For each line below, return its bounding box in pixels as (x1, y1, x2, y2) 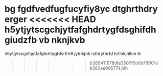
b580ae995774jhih (90, 65, 128, 71)
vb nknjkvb (38, 35, 85, 46)
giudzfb (4, 35, 37, 46)
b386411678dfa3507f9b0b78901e (90, 60, 158, 66)
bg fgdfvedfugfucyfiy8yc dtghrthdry (4, 3, 158, 15)
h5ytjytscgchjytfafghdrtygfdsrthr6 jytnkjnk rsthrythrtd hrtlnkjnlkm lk (4, 50, 141, 57)
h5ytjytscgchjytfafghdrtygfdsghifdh (4, 24, 156, 35)
